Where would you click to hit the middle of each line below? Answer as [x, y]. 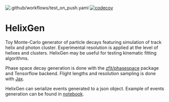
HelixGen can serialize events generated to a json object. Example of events [85, 88]
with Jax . [15, 79]
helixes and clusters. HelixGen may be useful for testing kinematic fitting [81, 53]
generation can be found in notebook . [45, 94]
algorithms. [17, 58]
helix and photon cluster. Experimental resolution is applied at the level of [82, 47]
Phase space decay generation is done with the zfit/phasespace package [82, 68]
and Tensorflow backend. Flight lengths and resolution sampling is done [80, 73]
